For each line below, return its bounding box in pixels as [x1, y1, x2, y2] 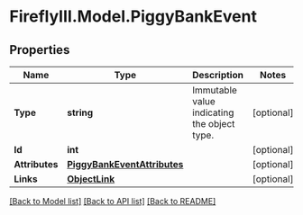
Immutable [192, 84, 237, 96]
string [67, 106, 94, 119]
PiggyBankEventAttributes [67, 158, 184, 170]
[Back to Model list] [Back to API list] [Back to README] [9, 196, 216, 206]
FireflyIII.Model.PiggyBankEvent [9, 6, 257, 27]
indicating [192, 106, 234, 119]
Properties [9, 42, 70, 58]
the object [192, 118, 235, 130]
